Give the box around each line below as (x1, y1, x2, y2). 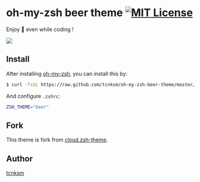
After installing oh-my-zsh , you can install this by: (6, 70, 128, 77)
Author (6, 153, 33, 164)
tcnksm (6, 169, 25, 177)
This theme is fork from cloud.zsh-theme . (6, 136, 108, 143)
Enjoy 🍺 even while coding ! (6, 26, 74, 33)
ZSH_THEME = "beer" (6, 104, 49, 110)
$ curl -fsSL (6, 81, 39, 88)
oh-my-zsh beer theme (6, 6, 123, 20)
